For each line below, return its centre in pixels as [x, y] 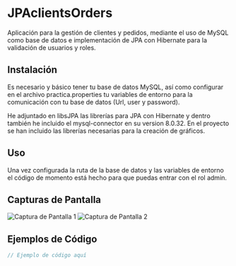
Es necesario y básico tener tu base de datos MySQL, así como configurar [116, 87]
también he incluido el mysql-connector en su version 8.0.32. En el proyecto [118, 123]
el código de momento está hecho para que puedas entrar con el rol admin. [117, 178]
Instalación [33, 70]
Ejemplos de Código [52, 239]
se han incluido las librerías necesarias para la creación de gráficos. [106, 131]
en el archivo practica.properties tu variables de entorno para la [100, 94]
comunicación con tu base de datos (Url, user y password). [94, 102]
